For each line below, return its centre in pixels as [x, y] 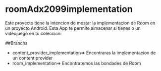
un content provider [32, 58]
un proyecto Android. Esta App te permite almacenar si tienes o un [73, 28]
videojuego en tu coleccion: [33, 33]
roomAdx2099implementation [69, 9]
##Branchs [16, 43]
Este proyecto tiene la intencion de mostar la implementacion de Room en [80, 23]
